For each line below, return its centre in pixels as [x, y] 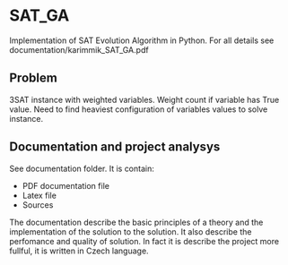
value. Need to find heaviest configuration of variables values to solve [139, 109]
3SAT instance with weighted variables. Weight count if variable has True [144, 99]
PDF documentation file [66, 185]
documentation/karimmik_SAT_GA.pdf [79, 49]
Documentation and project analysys [115, 147]
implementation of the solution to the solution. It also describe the [131, 231]
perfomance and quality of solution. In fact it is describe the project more [144, 241]
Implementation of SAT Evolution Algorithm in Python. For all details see [142, 40]
